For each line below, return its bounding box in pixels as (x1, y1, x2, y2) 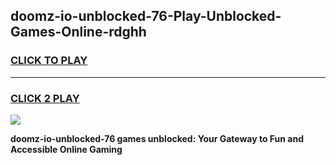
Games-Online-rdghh (10, 24, 147, 41)
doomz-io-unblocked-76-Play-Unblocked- (10, 8, 282, 25)
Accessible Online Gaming (10, 143, 123, 155)
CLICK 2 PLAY (10, 91, 80, 105)
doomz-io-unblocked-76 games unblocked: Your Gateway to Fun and (10, 132, 305, 144)
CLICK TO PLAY (10, 54, 88, 68)
